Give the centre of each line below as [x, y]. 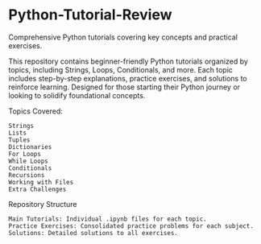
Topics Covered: [35, 111]
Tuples [19, 140]
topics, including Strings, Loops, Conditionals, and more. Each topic [121, 69]
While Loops [28, 161]
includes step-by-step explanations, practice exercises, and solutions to [128, 78]
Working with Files [41, 182]
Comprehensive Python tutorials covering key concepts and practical [123, 37]
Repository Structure [43, 204]
